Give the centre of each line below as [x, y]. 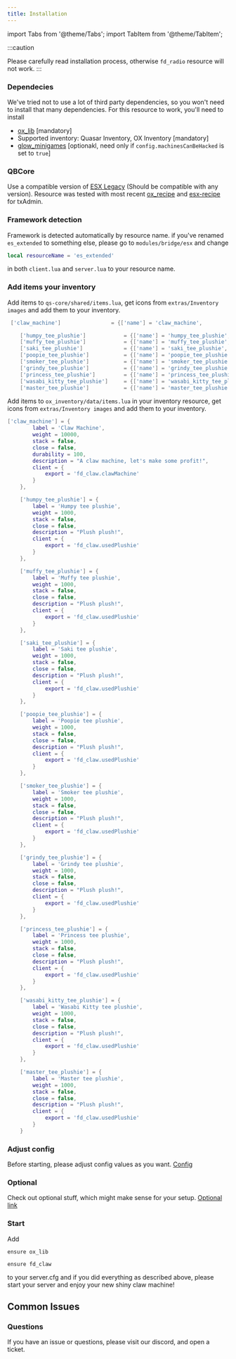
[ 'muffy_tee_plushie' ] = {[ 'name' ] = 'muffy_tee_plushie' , [125, 342]
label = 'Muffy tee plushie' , [77, 578]
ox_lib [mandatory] [45, 130]
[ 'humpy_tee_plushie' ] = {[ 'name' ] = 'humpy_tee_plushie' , [125, 336]
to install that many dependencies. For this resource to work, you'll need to [115, 109]
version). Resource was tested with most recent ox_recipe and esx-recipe [114, 194]
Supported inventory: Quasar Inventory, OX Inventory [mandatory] [113, 138]
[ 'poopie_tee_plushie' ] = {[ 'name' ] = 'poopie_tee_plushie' [125, 355]
